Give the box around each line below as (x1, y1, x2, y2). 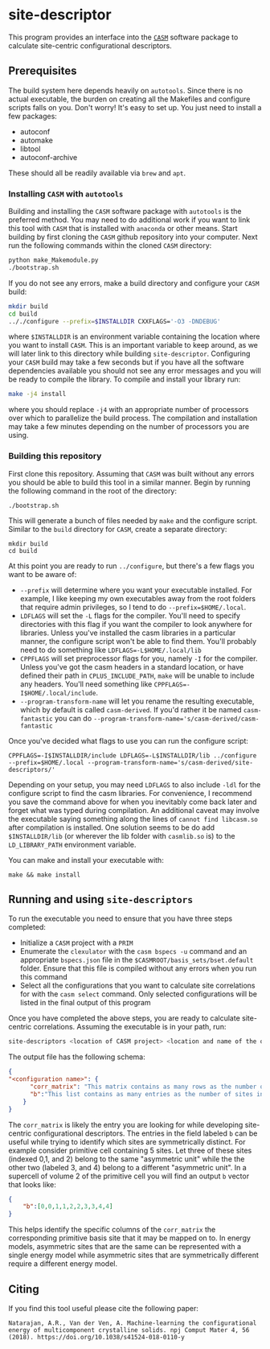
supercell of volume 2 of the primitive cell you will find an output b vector (8, 1171, 250, 1181)
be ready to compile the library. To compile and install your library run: (8, 374, 241, 384)
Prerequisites (8, 64, 77, 78)
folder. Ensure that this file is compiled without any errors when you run (19, 963, 257, 973)
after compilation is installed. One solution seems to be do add (8, 823, 215, 832)
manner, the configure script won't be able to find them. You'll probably (19, 636, 257, 646)
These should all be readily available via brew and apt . (8, 167, 186, 178)
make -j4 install (8, 390, 67, 398)
